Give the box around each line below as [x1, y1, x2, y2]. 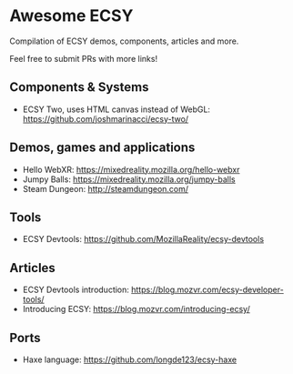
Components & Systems [9, 79, 149, 96]
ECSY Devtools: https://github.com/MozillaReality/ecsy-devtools [22, 234, 265, 245]
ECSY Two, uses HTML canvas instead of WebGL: [22, 104, 211, 115]
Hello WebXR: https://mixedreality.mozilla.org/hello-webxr [22, 164, 240, 175]
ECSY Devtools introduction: [22, 284, 130, 296]
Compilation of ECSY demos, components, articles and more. [9, 35, 239, 46]
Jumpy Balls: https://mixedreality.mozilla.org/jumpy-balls [22, 174, 237, 185]
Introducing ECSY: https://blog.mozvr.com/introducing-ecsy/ [22, 304, 250, 315]
